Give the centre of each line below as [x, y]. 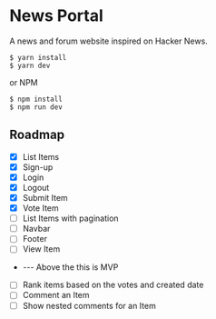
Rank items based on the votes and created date [113, 285]
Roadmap [37, 135]
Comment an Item [56, 295]
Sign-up [38, 167]
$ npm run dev [36, 107]
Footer [35, 239]
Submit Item [45, 198]
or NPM [24, 82]
